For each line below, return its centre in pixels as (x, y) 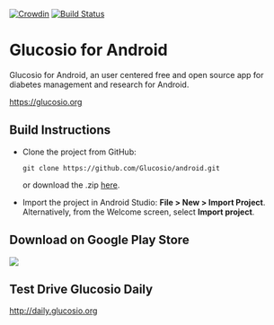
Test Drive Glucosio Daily (81, 289)
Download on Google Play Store (100, 240)
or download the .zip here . (71, 185)
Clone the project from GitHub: (79, 152)
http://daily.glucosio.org (53, 311)
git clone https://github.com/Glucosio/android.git (121, 168)
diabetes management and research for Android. (99, 84)
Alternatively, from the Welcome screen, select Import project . (138, 212)
